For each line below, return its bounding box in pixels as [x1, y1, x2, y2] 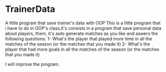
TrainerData [5, 3, 55, 15]
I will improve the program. [5, 61, 60, 67]
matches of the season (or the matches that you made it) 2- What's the [5, 41, 150, 47]
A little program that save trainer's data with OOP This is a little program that [5, 20, 161, 26]
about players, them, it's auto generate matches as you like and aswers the [5, 30, 159, 36]
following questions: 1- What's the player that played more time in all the [5, 36, 153, 42]
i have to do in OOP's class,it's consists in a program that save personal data [5, 25, 162, 31]
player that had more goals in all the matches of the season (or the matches [5, 46, 160, 52]
